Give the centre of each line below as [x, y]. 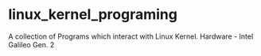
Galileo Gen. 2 [31, 44]
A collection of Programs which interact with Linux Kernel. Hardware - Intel [131, 36]
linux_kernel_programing [93, 15]
